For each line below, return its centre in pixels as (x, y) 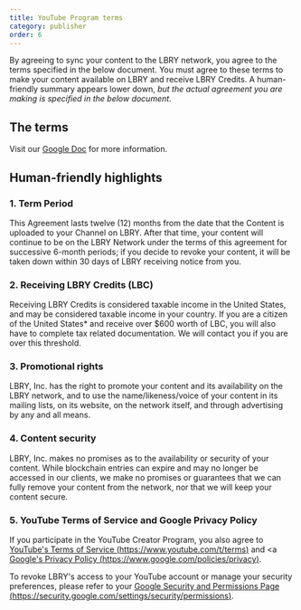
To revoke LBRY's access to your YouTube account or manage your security (151, 577)
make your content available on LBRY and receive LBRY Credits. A (132, 80)
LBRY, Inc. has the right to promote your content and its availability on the (146, 386)
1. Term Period (42, 203)
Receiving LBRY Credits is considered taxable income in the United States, (148, 305)
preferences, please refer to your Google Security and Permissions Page (145, 586)
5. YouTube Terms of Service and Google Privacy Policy (133, 519)
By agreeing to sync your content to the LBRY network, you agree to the (143, 61)
